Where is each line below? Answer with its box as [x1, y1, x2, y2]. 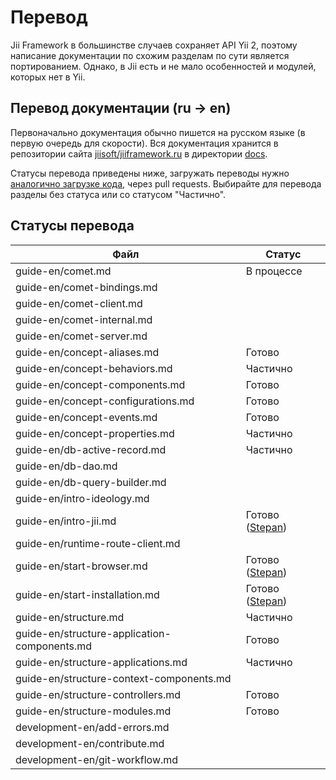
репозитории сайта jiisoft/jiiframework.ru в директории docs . [10, 147, 268, 160]
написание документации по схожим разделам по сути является [10, 49, 290, 61]
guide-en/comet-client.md [15, 296, 143, 310]
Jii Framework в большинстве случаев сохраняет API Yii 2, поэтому [10, 39, 298, 51]
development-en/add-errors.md [15, 720, 170, 734]
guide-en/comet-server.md [15, 329, 148, 343]
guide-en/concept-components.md [15, 377, 186, 391]
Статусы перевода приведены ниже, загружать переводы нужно [10, 167, 290, 179]
